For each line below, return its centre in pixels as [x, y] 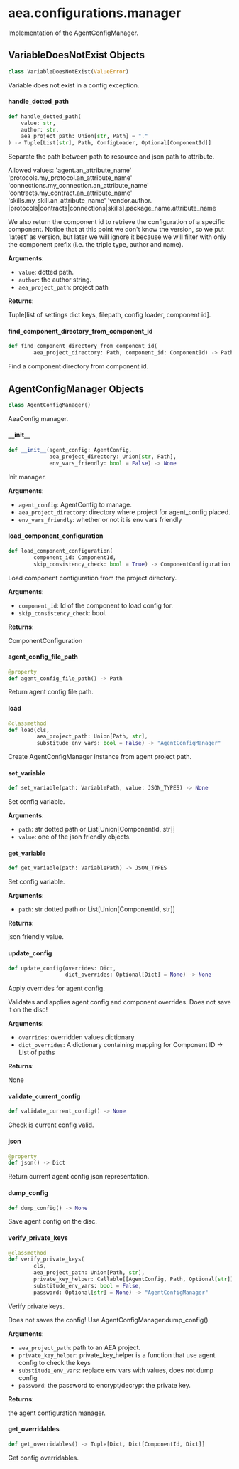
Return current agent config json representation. [79, 1177]
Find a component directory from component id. [78, 366]
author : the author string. [55, 280]
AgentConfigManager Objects [76, 389]
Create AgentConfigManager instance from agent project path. [100, 757]
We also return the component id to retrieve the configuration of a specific [117, 222]
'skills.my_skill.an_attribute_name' [57, 201]
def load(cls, [29, 730]
